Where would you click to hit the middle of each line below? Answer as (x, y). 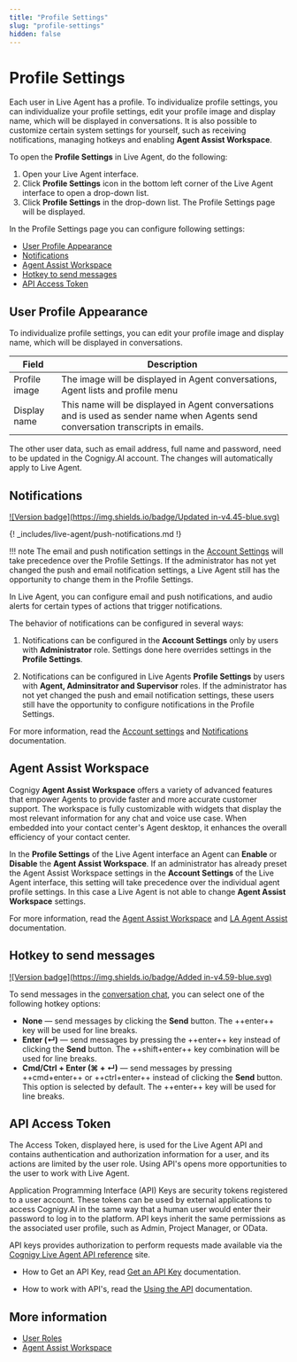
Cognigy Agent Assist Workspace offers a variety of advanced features (141, 790)
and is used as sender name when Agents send (160, 416)
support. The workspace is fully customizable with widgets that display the (145, 808)
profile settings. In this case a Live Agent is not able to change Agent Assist (148, 891)
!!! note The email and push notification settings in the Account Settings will (147, 551)
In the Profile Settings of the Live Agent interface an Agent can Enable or (143, 854)
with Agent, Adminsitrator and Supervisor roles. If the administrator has (154, 685)
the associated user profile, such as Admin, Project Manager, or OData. (138, 1228)
